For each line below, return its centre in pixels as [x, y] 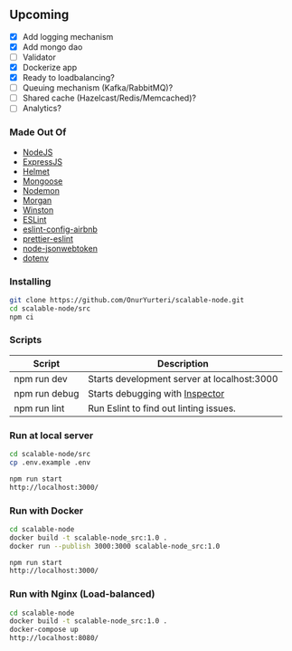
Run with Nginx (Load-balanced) [82, 594]
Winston [38, 210]
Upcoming [39, 15]
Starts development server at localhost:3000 [183, 378]
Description [183, 363]
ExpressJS [42, 161]
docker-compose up [44, 630]
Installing [30, 282]
